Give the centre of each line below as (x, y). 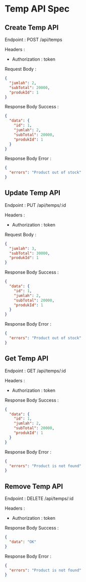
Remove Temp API (34, 486)
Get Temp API (27, 359)
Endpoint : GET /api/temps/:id (35, 371)
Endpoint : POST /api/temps (33, 39)
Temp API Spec (37, 9)
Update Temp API (33, 193)
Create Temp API (32, 28)
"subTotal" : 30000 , (30, 253)
